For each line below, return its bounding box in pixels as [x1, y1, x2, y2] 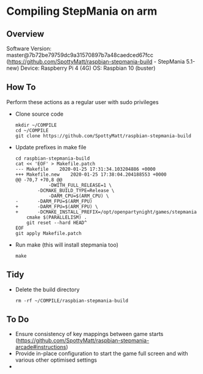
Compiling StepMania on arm [6, 4, 158, 18]
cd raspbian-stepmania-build [15, 155, 90, 162]
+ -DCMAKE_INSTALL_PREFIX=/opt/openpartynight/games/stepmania [15, 209, 197, 215]
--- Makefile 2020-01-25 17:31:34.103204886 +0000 [15, 166, 156, 172]
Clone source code [15, 110, 64, 118]
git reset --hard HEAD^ [26, 219, 87, 226]
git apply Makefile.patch [15, 230, 82, 236]
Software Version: [6, 45, 52, 52]
